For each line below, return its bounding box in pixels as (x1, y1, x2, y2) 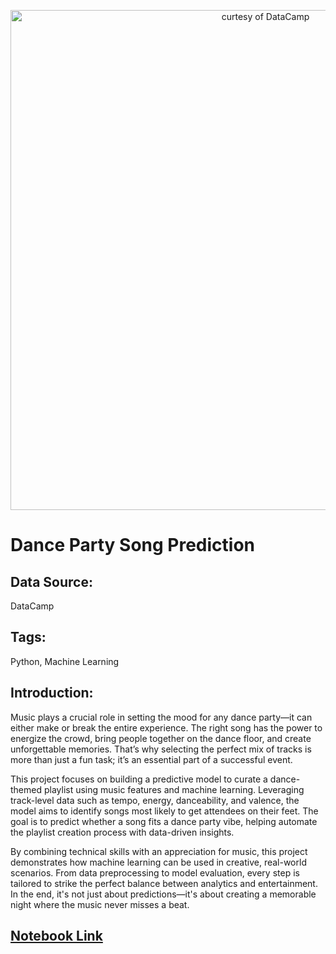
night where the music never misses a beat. (10, 898, 190, 910)
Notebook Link (10, 928, 103, 945)
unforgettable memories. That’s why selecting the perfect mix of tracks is (10, 743, 312, 755)
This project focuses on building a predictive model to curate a (10, 773, 268, 785)
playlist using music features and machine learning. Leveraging (43, 783, 305, 795)
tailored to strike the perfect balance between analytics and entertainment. (10, 877, 318, 889)
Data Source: (10, 573, 93, 590)
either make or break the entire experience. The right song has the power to (10, 721, 323, 734)
